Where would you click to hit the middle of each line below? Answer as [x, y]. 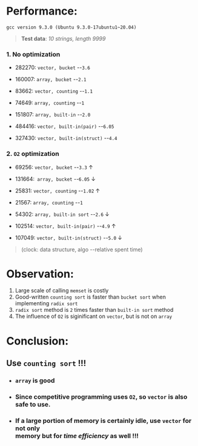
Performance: [42, 11]
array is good [35, 380]
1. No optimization [33, 54]
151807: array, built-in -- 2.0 [53, 115]
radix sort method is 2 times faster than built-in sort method [94, 310]
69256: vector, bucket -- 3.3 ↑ [54, 167]
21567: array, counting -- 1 [49, 202]
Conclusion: [38, 341]
